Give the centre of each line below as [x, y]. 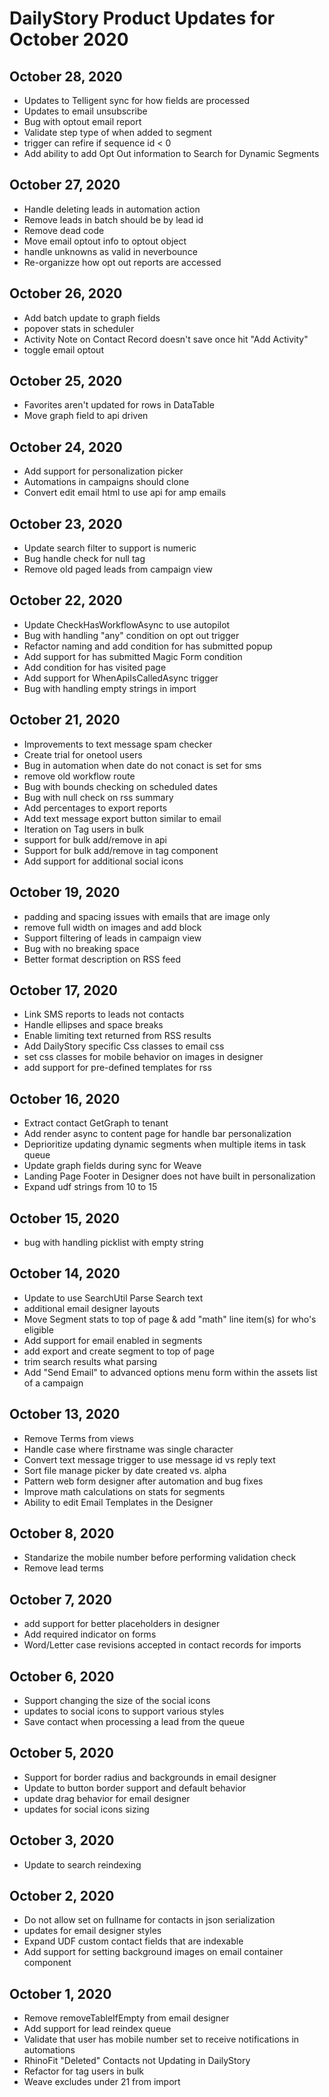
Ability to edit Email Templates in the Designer [118, 1502]
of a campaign [53, 1383]
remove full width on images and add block [112, 927]
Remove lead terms [63, 1568]
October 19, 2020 [65, 892]
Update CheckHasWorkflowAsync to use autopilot [127, 624]
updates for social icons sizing [86, 1809]
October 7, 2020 [60, 1599]
